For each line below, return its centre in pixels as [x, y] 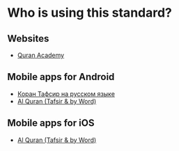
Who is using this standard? [89, 13]
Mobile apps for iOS [51, 123]
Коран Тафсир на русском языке [66, 94]
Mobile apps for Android [61, 77]
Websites [28, 39]
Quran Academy [41, 55]
